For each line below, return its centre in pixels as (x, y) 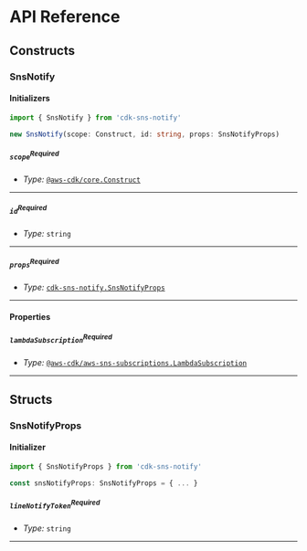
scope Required (34, 155)
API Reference (65, 17)
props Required (34, 264)
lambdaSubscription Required (61, 338)
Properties (30, 316)
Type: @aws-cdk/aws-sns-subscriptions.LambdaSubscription (135, 362)
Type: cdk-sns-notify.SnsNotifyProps (94, 287)
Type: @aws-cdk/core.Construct (82, 179)
